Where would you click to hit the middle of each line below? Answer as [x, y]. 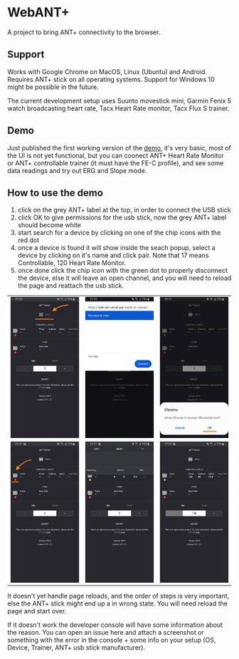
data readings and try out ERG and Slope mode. [77, 170]
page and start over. [37, 611]
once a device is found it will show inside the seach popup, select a [116, 248]
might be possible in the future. [53, 87]
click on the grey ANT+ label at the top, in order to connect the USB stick [124, 210]
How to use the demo [55, 193]
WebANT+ [38, 12]
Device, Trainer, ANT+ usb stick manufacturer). [76, 648]
